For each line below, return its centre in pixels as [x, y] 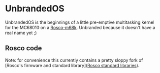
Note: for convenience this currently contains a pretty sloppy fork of [74, 60]
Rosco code [24, 48]
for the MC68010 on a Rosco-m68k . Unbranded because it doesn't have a [80, 27]
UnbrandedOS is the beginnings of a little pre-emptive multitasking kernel [80, 22]
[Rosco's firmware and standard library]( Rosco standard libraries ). [72, 65]
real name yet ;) [21, 33]
